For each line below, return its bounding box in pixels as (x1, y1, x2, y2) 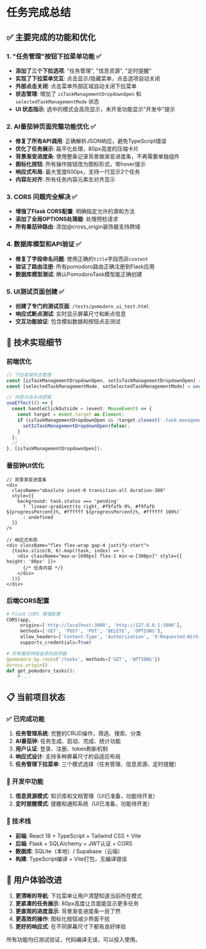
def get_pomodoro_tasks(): (6, 668, 75, 674)
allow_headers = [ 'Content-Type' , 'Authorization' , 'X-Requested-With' (20, 634, 202, 640)
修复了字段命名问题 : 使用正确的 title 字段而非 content (15, 255, 148, 262)
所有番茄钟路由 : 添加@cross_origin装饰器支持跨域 (15, 223, 141, 230)
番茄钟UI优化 (6, 461, 45, 470)
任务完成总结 (6, 6, 72, 20)
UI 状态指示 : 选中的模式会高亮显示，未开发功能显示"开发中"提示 (15, 105, 176, 112)
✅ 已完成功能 (6, 714, 45, 723)
